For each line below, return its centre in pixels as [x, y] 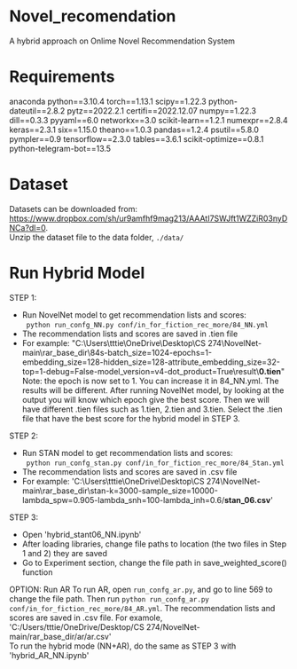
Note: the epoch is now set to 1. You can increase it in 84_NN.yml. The [150, 381]
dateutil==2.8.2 [37, 110]
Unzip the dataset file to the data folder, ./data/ [97, 237]
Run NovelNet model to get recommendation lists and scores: [134, 315]
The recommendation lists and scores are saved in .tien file [130, 334]
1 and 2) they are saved [65, 553]
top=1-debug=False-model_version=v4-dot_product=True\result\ [141, 371]
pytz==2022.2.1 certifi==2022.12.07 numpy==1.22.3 [162, 110]
